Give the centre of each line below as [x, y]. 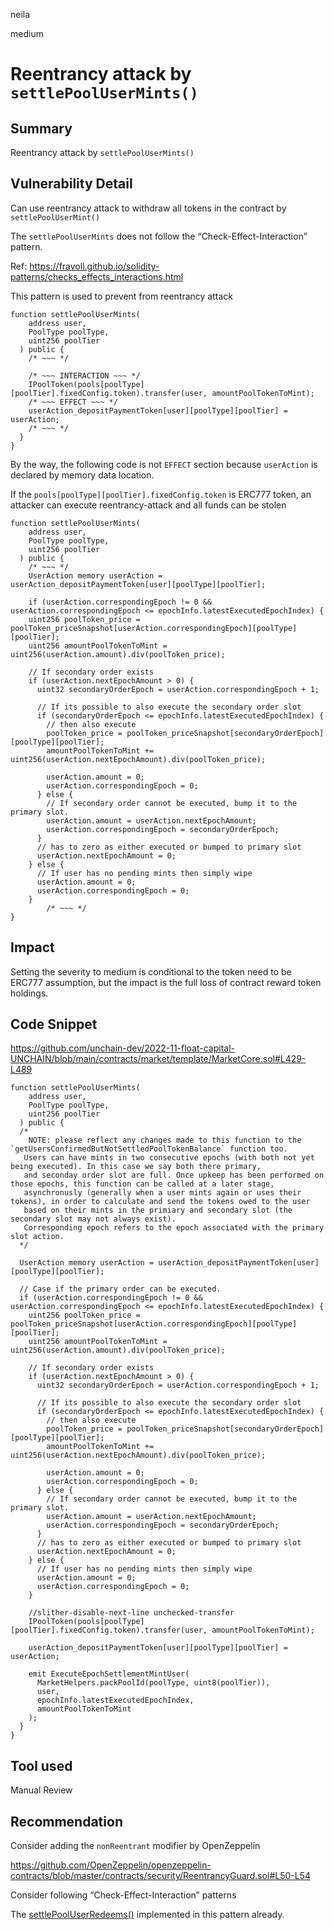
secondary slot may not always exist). [93, 1219]
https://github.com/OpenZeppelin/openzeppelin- [111, 1865]
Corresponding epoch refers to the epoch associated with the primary [174, 1228]
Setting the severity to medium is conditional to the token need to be [151, 971]
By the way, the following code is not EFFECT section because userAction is [164, 464]
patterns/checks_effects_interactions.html [97, 276]
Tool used [41, 1765]
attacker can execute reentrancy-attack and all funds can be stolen [148, 505]
